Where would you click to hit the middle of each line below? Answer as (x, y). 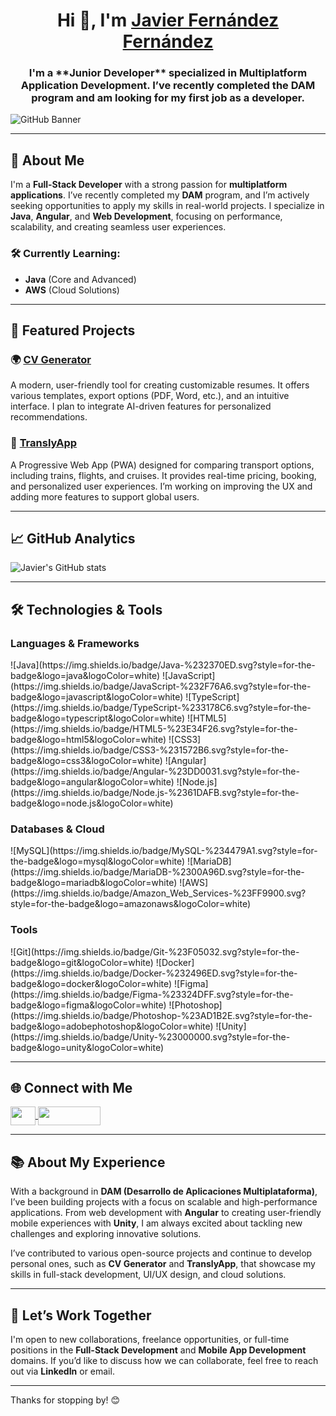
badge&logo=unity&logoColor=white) (87, 1047)
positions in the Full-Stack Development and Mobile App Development (158, 1350)
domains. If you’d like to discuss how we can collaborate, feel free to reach (164, 1361)
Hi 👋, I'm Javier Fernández (168, 20)
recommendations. (49, 417)
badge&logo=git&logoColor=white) (82, 962)
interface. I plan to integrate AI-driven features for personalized (141, 406)
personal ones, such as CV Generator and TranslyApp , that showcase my (163, 1264)
